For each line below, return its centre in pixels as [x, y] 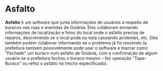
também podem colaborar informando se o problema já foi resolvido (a [76, 43]
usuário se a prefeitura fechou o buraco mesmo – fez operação [68, 58]
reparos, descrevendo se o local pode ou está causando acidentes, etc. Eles [81, 38]
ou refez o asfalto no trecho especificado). [65, 63]
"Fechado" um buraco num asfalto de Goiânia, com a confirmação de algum [81, 53]
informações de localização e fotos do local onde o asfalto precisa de [75, 32]
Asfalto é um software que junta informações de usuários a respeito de [77, 22]
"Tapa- [140, 58]
